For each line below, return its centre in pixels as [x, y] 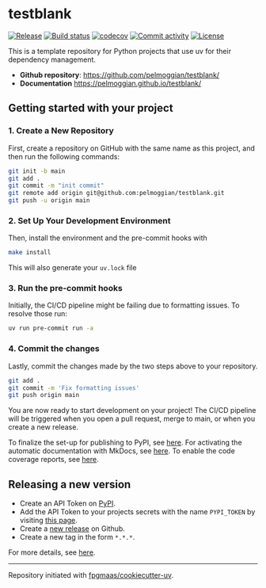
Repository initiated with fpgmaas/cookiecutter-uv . [91, 575]
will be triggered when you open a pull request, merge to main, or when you [132, 419]
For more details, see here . [52, 552]
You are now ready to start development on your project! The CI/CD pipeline [132, 410]
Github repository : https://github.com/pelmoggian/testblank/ [120, 74]
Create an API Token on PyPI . [68, 503]
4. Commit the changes [54, 349]
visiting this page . [48, 521]
